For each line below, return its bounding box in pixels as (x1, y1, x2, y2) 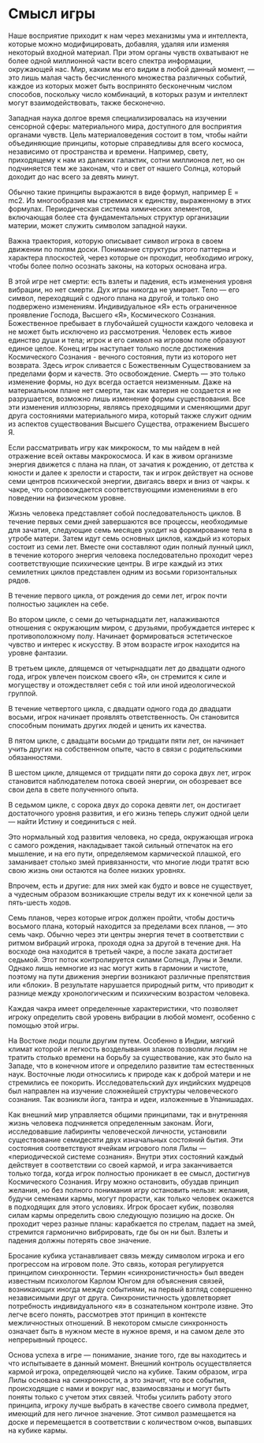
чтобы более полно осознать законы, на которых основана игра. (8, 261, 227, 271)
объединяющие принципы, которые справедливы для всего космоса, (8, 138, 244, 148)
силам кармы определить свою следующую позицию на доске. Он (8, 1210, 235, 1220)
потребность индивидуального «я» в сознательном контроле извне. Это (8, 1301, 254, 1310)
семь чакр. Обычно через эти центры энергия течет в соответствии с (8, 929, 244, 939)
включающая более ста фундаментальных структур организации (8, 212, 229, 222)
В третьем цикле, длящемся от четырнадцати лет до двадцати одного (8, 663, 246, 673)
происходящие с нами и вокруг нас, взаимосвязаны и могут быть (8, 1383, 231, 1393)
